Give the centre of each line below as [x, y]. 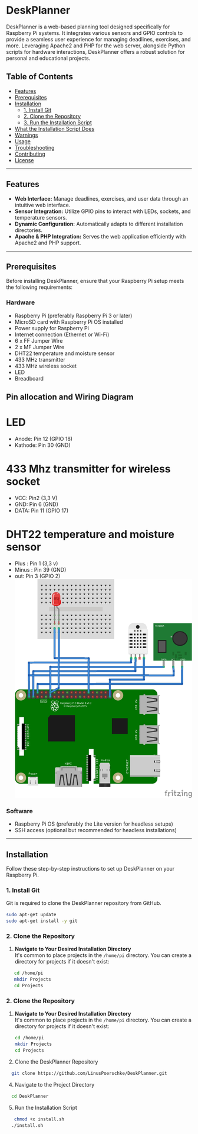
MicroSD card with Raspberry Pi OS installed [69, 322]
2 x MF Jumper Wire [39, 347]
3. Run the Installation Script [58, 123]
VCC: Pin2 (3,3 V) [36, 498]
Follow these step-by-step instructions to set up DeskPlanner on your [90, 869]
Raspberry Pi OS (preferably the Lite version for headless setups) [94, 824]
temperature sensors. [41, 217]
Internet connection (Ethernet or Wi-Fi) [62, 334]
